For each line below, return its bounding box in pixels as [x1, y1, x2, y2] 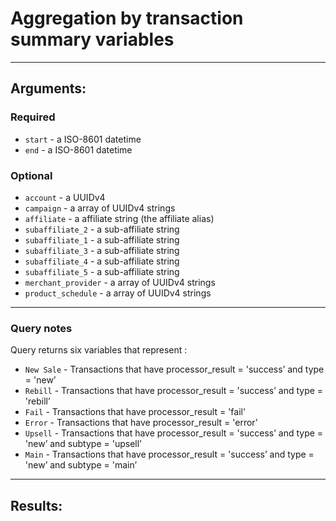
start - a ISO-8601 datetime [24, 133, 142, 145]
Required [10, 110, 56, 124]
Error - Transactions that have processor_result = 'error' [24, 417, 258, 429]
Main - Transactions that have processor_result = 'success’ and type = [24, 448, 315, 461]
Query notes [10, 321, 73, 335]
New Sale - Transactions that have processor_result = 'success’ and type [24, 363, 325, 376]
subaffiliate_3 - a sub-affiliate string [24, 244, 180, 256]
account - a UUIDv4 [24, 191, 106, 203]
